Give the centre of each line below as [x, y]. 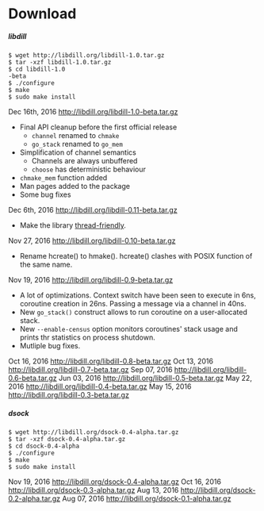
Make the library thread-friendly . [73, 225]
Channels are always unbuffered [84, 161]
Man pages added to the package [75, 186]
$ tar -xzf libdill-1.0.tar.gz [60, 63]
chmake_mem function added [63, 178]
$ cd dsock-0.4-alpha [44, 446]
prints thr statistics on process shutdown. [88, 337]
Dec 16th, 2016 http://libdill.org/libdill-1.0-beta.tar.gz [93, 112]
